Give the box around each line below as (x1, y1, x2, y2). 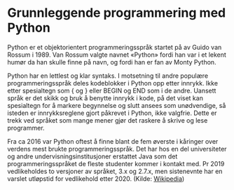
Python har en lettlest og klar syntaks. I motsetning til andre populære (7, 72, 209, 80)
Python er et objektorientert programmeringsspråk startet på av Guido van (7, 43, 222, 51)
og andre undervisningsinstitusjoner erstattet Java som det (7, 152, 178, 161)
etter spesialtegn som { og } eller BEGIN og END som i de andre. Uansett (7, 86, 216, 95)
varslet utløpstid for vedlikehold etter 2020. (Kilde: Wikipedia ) (7, 174, 185, 183)
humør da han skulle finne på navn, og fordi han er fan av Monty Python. (7, 57, 216, 66)
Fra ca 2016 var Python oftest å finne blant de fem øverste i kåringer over (7, 137, 219, 145)
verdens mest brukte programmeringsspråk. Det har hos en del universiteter (7, 144, 227, 153)
